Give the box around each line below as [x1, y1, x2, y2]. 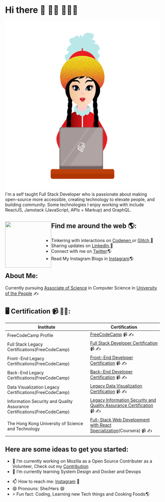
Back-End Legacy [7, 370, 44, 376]
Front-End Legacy [7, 356, 45, 361]
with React [90, 422, 111, 428]
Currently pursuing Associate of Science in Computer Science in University [5, 285, 157, 290]
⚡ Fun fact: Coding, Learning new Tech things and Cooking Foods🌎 [12, 491, 150, 497]
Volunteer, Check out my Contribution [12, 463, 89, 469]
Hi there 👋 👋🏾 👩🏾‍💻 [5, 4, 79, 16]
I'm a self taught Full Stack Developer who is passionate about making [5, 191, 147, 197]
